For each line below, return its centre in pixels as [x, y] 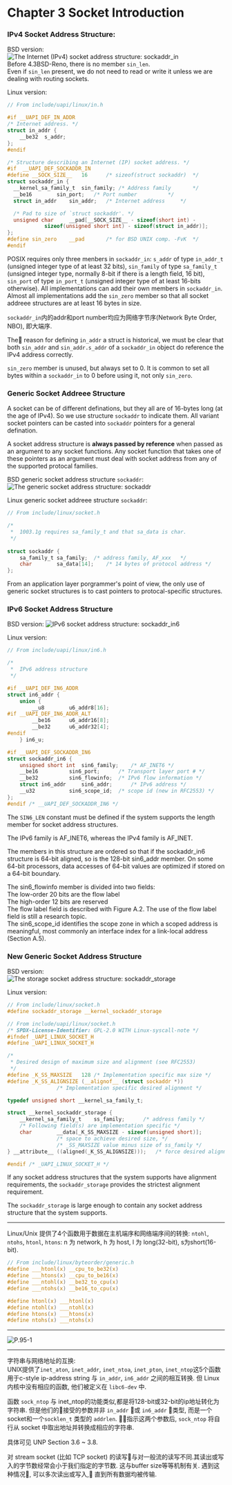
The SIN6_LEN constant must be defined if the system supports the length [111, 817]
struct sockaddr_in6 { [40, 759]
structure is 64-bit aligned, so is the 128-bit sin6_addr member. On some [110, 859]
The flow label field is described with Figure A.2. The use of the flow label [112, 908]
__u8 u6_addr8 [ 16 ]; [71, 708]
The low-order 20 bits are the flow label [64, 894]
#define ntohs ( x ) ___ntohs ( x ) [51, 1320]
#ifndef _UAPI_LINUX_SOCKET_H [51, 1037]
